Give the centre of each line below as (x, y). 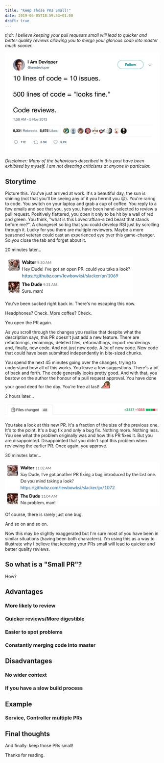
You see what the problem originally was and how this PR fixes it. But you (79, 435)
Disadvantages (29, 661)
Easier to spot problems (34, 632)
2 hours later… (20, 396)
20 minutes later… (23, 250)
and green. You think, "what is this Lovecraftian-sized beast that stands (77, 219)
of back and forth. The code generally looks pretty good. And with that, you (81, 373)
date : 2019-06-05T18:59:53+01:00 (39, 15)
